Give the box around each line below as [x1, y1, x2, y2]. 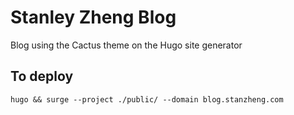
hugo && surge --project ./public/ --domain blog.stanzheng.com [10, 94, 284, 105]
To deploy [10, 68, 74, 85]
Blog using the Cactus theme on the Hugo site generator [10, 39, 243, 51]
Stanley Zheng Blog [10, 6, 177, 29]
